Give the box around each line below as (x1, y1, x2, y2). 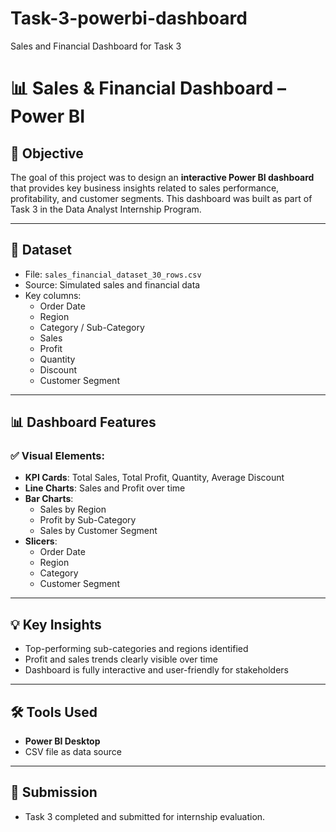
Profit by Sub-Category (39, 514, 137, 526)
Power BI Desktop (24, 735, 101, 747)
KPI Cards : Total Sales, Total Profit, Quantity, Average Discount (24, 472, 285, 484)
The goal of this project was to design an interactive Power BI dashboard (10, 171, 315, 183)
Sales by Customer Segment (39, 525, 158, 537)
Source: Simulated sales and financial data (24, 278, 201, 291)
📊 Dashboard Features (10, 414, 157, 431)
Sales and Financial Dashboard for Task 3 (10, 40, 182, 52)
